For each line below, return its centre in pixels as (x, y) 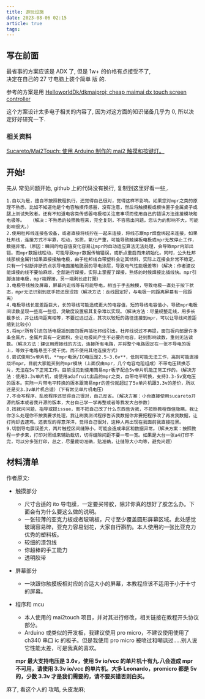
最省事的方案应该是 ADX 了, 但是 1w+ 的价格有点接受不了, (79, 72)
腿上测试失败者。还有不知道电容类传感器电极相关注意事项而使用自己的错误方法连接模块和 (102, 214)
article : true (24, 23)
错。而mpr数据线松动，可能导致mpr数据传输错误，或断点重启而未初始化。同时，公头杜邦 (101, 253)
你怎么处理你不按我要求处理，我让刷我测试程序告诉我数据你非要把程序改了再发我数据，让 (102, 416)
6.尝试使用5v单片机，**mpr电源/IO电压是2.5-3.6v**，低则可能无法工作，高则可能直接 (102, 357)
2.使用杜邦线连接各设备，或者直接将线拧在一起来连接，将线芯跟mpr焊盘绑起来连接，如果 (102, 233)
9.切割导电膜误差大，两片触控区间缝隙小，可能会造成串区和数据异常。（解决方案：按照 (99, 429)
